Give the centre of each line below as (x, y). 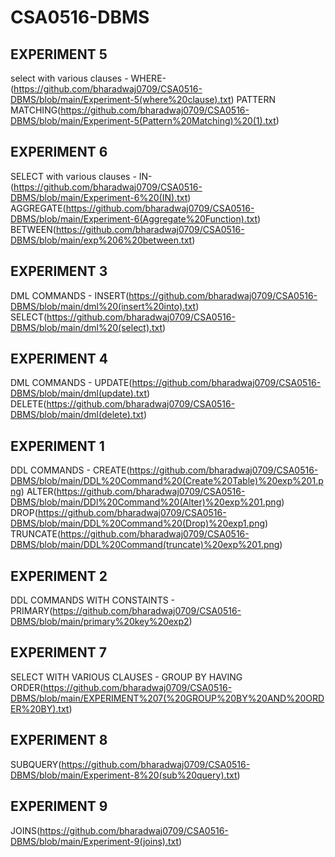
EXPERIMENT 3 (59, 271)
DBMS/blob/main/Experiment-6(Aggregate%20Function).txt (134, 218)
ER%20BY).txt (40, 708)
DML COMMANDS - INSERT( (70, 295)
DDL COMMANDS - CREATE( (70, 470)
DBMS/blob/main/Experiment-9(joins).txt (95, 841)
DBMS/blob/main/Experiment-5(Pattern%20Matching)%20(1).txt (143, 120)
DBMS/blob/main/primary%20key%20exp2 (100, 622)
